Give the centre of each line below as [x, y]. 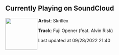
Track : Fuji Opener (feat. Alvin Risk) [76, 31]
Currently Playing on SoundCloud [60, 8]
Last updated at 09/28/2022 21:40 [74, 40]
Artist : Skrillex [53, 20]
